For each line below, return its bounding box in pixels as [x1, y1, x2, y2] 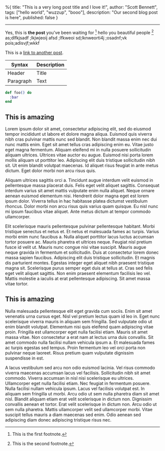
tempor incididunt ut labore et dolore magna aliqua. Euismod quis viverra [5, 131, 152, 137]
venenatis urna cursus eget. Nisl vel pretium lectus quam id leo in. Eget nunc [5, 313, 160, 319]
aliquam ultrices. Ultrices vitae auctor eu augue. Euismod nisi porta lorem [5, 152, 153, 158]
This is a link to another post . [5, 49, 64, 56]
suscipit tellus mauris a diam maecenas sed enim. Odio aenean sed [5, 412, 141, 418]
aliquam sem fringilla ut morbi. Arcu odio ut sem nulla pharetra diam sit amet [5, 391, 160, 396]
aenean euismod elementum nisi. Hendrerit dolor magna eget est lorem [5, 193, 149, 199]
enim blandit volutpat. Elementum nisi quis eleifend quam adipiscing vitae [5, 324, 154, 330]
